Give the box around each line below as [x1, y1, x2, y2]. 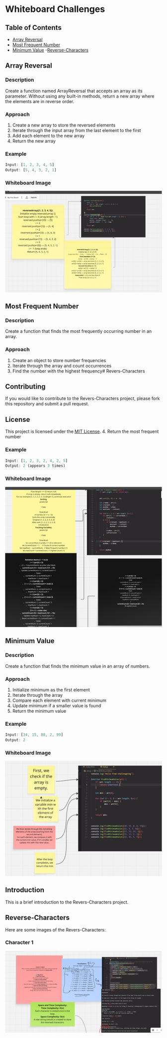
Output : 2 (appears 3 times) [5, 463, 66, 469]
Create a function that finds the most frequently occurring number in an [5, 328, 152, 334]
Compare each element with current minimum [12, 697, 107, 703]
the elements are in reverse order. [5, 98, 75, 104]
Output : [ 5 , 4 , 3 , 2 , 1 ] [5, 168, 57, 173]
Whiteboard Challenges [5, 3, 105, 15]
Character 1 [5, 939, 34, 946]
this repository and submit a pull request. [5, 401, 89, 407]
